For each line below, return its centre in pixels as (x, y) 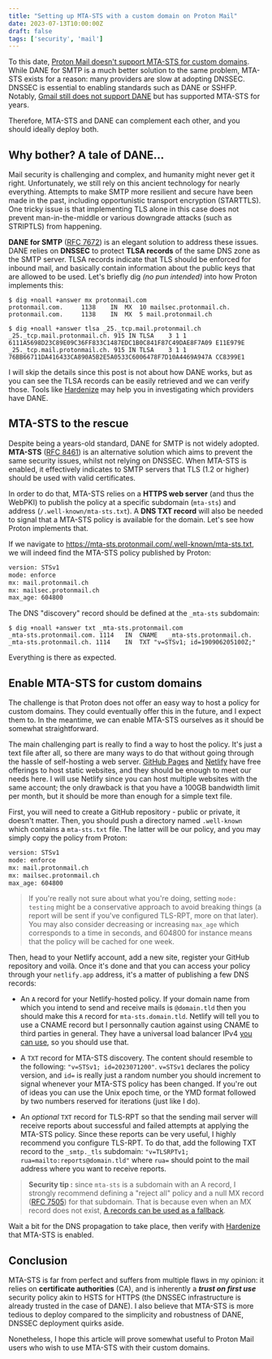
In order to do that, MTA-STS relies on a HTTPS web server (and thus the (131, 494)
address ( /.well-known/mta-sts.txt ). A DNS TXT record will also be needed (136, 511)
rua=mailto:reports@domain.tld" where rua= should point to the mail (135, 1161)
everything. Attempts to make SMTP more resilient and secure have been (131, 192)
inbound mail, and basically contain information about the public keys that (132, 268)
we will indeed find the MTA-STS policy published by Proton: (110, 552)
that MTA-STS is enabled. (51, 1235)
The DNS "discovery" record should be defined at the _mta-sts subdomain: (134, 613)
